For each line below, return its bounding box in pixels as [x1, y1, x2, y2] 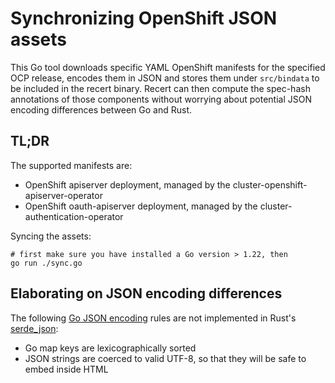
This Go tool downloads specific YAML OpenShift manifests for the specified [10, 61, 326, 73]
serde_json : [10, 322, 59, 334]
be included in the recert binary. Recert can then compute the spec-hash [10, 82, 311, 94]
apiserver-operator [24, 189, 103, 201]
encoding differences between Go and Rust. [10, 103, 193, 116]
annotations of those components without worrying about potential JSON [10, 93, 313, 105]
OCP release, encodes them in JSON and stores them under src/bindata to [10, 72, 320, 84]
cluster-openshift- [232, 178, 308, 191]
